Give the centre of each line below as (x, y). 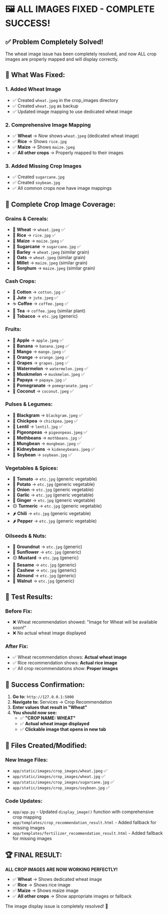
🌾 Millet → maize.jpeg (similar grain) (50, 263)
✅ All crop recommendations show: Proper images (65, 669)
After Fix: (17, 646)
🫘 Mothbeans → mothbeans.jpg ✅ (47, 438)
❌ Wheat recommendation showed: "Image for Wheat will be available (85, 622)
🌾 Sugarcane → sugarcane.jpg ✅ (47, 246)
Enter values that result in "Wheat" (50, 707)
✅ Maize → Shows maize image (45, 890)
